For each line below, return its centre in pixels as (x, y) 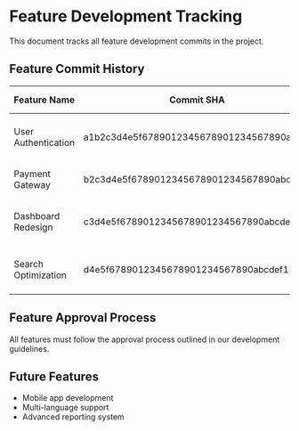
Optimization (40, 275)
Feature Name (44, 100)
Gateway (32, 184)
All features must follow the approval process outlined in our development (145, 339)
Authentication (44, 142)
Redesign (33, 227)
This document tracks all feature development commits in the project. (137, 41)
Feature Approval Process (83, 318)
